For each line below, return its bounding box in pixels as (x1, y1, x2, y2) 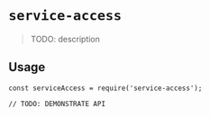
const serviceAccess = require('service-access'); (8, 84, 203, 93)
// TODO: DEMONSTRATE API (8, 99, 105, 108)
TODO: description (30, 33, 101, 44)
